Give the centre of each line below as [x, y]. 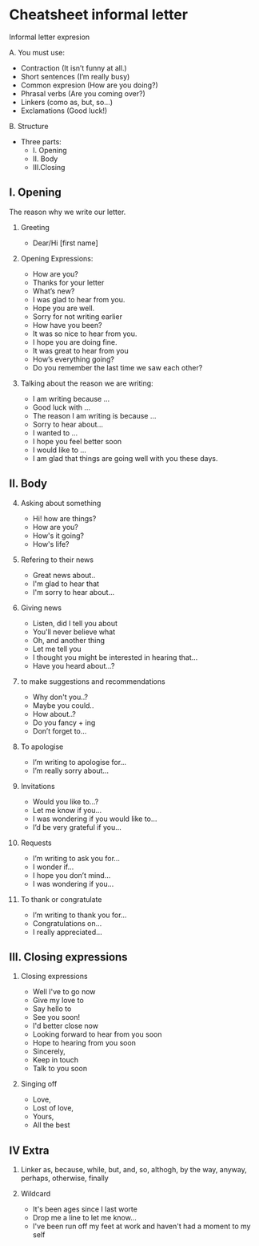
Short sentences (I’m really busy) [75, 76]
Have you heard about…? [74, 665]
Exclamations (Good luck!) [64, 111]
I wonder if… [53, 867]
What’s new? [54, 291]
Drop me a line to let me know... [84, 1218]
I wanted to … [55, 433]
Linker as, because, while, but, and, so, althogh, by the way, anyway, [133, 1170]
